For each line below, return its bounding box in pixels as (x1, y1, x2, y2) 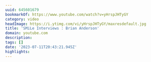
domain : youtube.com (5, 30, 48, 35)
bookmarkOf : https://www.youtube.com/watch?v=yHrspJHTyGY (5, 12, 128, 17)
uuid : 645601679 (5, 7, 39, 12)
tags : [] (5, 40, 23, 45)
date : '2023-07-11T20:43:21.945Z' (5, 44, 77, 49)
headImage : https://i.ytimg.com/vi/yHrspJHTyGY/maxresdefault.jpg (5, 21, 146, 26)
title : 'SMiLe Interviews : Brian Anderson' (5, 26, 99, 31)
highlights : (5, 49, 30, 54)
